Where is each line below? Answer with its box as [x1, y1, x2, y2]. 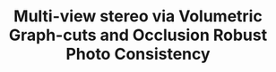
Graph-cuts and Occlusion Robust [8, 25, 268, 45]
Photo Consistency [65, 44, 211, 64]
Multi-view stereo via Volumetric [13, 6, 263, 27]
